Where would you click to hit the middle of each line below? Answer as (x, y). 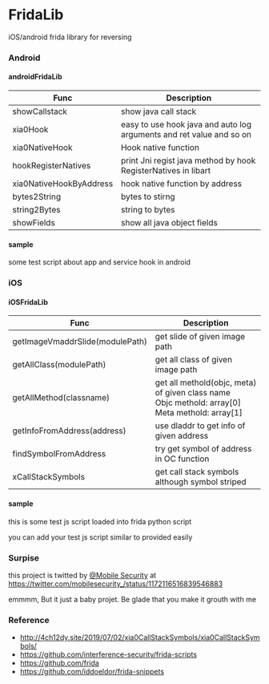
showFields (34, 223)
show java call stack (159, 111)
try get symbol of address (203, 449)
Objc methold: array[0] (198, 403)
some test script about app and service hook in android (99, 262)
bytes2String (37, 196)
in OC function (182, 459)
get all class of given (194, 360)
